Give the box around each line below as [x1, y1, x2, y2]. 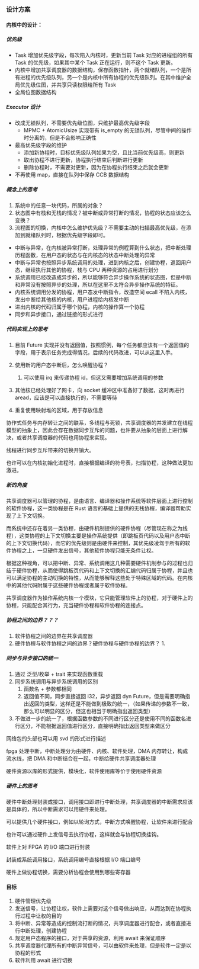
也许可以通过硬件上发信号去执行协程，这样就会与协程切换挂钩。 [6, 831, 162, 838]
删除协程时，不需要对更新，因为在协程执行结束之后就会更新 [23, 164, 169, 171]
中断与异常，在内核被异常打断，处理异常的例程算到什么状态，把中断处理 [14, 244, 191, 251]
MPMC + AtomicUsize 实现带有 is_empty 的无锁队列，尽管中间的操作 [23, 127, 192, 134]
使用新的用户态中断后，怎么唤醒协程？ [14, 361, 108, 368]
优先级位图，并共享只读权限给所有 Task [20, 81, 117, 88]
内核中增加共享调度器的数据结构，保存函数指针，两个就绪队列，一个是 [14, 66, 187, 73]
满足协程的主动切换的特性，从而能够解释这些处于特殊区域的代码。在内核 [16, 575, 193, 582]
